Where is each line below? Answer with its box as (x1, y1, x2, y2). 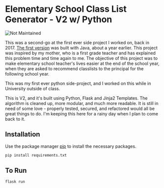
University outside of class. (5, 85, 60, 91)
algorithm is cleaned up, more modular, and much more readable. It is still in (5, 100, 159, 106)
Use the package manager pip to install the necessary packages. (5, 143, 137, 149)
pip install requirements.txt (5, 153, 67, 158)
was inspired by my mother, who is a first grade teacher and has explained (5, 50, 156, 56)
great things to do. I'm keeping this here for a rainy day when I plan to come (5, 110, 159, 116)
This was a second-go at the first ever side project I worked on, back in (5, 39, 150, 45)
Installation (5, 130, 40, 138)
